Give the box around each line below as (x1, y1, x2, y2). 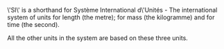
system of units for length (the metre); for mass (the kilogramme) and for (7, 13, 215, 21)
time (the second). (7, 21, 60, 28)
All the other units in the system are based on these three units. (7, 34, 189, 42)
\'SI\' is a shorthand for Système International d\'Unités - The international (7, 6, 218, 14)
